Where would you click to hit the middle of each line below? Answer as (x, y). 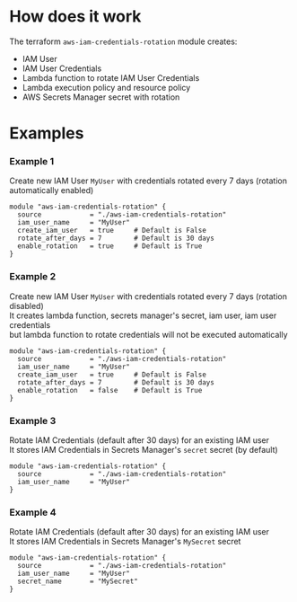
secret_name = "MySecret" (78, 581)
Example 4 (33, 512)
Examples (47, 133)
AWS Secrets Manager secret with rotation (101, 97)
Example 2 (33, 277)
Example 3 (33, 421)
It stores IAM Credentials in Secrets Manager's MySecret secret (125, 542)
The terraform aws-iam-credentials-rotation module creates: (123, 41)
